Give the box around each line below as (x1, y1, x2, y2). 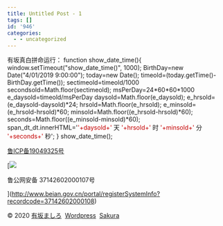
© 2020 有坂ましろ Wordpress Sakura (7, 211, 120, 220)
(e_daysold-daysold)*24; (7, 101, 78, 109)
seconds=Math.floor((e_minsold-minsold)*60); (7, 115, 141, 123)
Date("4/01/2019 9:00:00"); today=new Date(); (7, 71, 140, 80)
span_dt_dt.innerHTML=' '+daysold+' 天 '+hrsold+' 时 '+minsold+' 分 (7, 123, 203, 132)
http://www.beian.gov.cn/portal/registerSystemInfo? (11, 190, 161, 198)
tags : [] (7, 17, 33, 24)
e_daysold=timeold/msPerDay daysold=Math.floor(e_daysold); (7, 93, 186, 101)
